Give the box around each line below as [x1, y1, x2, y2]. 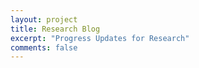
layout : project [10, 14, 78, 25]
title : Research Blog [10, 24, 101, 34]
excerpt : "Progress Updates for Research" [10, 33, 190, 43]
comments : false [10, 42, 78, 53]
